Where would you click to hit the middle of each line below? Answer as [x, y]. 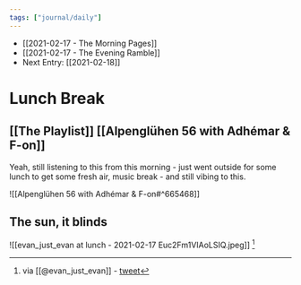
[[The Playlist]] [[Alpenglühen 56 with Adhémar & [150, 131]
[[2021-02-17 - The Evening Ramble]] [91, 52]
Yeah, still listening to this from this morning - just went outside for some [143, 167]
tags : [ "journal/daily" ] [56, 17]
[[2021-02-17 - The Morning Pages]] [90, 43]
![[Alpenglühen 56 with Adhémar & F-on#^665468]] [104, 194]
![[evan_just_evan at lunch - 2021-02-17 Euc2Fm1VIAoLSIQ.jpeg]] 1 [132, 245]
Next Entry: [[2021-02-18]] [71, 62]
